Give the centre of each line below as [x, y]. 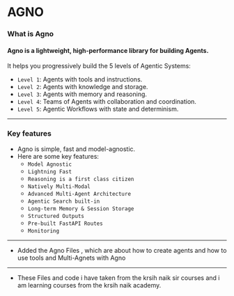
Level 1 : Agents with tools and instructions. [80, 79]
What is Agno [31, 34]
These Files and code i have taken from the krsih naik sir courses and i [118, 278]
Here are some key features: [58, 156]
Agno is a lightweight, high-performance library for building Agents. [108, 50]
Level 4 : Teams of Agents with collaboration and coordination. [107, 102]
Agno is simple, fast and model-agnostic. [76, 149]
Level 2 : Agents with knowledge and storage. [83, 87]
